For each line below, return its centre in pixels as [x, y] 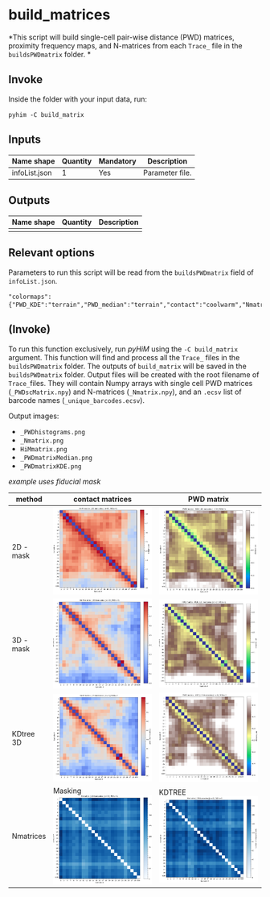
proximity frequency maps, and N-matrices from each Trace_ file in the [125, 45]
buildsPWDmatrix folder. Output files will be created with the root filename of [134, 374]
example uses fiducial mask [55, 481]
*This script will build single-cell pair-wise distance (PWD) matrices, [121, 37]
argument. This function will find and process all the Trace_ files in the [124, 357]
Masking [67, 791]
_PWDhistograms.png [53, 432]
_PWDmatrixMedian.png [56, 458]
